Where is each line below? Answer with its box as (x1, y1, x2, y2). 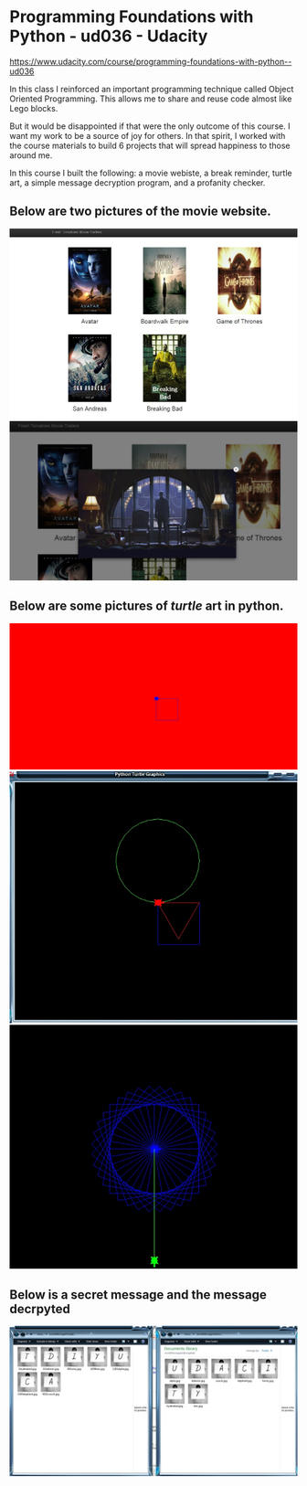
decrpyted (9, 1300, 70, 1317)
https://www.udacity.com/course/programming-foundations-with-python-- (9, 56, 292, 67)
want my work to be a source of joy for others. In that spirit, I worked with (9, 130, 286, 141)
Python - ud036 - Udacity (9, 26, 208, 47)
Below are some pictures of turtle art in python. (9, 599, 284, 614)
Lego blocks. (9, 102, 58, 113)
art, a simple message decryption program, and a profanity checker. (9, 176, 266, 188)
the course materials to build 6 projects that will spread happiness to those (9, 140, 291, 151)
